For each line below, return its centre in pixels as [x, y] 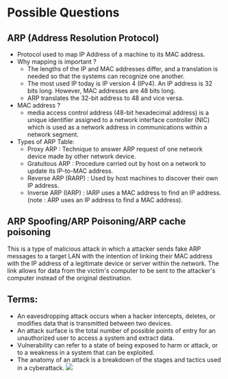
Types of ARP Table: [46, 142]
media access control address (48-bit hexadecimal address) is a [118, 112]
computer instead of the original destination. [69, 278]
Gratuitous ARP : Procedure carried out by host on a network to [116, 163]
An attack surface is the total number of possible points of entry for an [116, 330]
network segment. [53, 134]
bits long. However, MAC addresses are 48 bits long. [101, 91]
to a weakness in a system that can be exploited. [86, 352]
